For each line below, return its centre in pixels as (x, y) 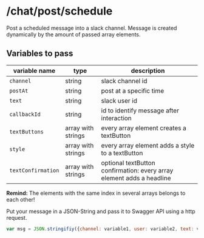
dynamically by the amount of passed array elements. (73, 34)
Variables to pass (40, 54)
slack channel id (124, 81)
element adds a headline (136, 178)
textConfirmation (34, 170)
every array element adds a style (148, 145)
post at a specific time (133, 90)
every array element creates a (144, 127)
